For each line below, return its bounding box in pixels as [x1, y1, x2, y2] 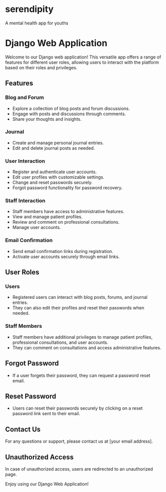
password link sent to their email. [12, 411, 81, 417]
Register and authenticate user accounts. [12, 169, 97, 175]
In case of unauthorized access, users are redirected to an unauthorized [5, 466, 153, 472]
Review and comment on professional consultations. [12, 219, 120, 225]
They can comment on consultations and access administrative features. [12, 344, 162, 350]
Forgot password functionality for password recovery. [12, 185, 123, 191]
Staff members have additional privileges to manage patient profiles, [12, 334, 153, 340]
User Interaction [5, 157, 45, 164]
